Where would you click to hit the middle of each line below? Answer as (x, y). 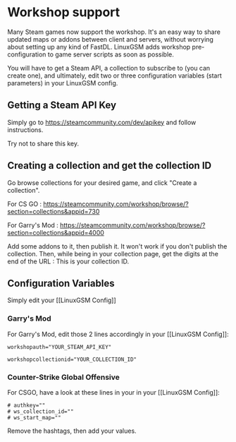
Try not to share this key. (43, 143)
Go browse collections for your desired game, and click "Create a (102, 183)
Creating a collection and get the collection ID (110, 166)
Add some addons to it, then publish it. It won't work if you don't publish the (117, 246)
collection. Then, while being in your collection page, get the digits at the (113, 253)
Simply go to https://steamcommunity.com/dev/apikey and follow (102, 122)
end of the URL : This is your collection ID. (68, 261)
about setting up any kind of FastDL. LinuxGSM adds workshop (99, 47)
